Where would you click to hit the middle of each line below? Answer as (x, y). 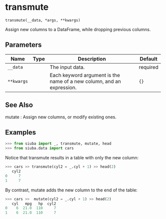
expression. (63, 87)
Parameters (23, 45)
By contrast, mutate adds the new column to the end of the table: (71, 190)
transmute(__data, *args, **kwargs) (43, 20)
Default (149, 59)
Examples (21, 132)
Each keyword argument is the (85, 75)
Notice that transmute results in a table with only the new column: (72, 158)
